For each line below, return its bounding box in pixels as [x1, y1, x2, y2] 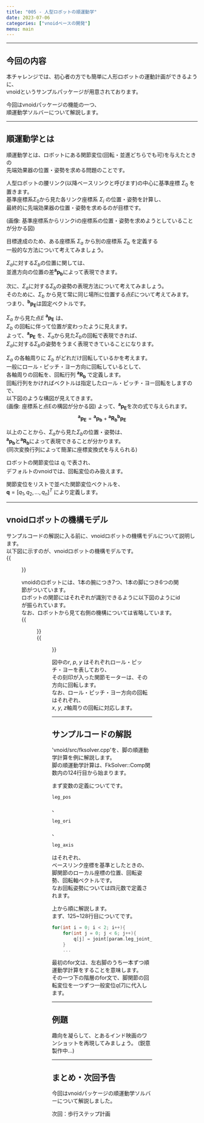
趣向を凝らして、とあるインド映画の [52, 1032, 142, 1039]
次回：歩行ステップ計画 [52, 1110, 110, 1117]
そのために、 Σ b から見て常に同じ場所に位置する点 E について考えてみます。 [6, 291, 192, 300]
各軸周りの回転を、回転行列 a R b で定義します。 [6, 369, 124, 380]
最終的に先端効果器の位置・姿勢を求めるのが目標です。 [6, 204, 144, 212]
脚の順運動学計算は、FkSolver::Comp [52, 762, 146, 769]
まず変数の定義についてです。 [52, 782, 126, 790]
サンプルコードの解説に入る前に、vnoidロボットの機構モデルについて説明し [6, 532, 195, 539]
